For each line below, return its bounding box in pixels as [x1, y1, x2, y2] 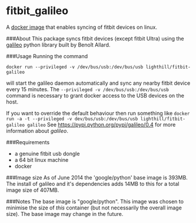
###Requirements [6, 138, 50, 145]
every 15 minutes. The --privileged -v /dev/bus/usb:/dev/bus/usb [6, 85, 169, 92]
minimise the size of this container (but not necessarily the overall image [6, 204, 182, 211]
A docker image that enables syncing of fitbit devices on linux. [6, 24, 158, 31]
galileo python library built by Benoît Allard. [6, 41, 111, 48]
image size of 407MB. [6, 187, 59, 194]
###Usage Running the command [6, 52, 88, 59]
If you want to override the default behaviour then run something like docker [6, 109, 190, 117]
